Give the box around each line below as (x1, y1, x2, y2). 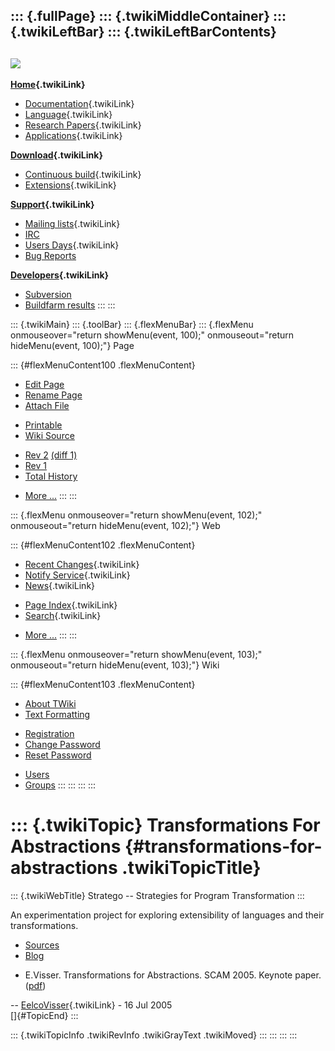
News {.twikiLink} (24, 580, 96, 592)
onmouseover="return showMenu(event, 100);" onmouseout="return (10, 329, 295, 341)
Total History (24, 470, 78, 483)
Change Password (24, 739, 101, 751)
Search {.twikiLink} (24, 610, 102, 622)
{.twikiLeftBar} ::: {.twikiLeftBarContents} (10, 24, 277, 41)
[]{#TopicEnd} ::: (10, 1010, 79, 1022)
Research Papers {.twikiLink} (24, 119, 142, 131)
